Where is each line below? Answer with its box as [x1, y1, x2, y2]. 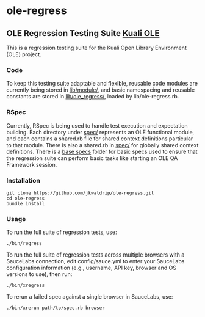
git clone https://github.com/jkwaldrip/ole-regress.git [6, 190, 154, 196]
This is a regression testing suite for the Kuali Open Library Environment [6, 44, 187, 51]
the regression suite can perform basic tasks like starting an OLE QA [6, 154, 178, 162]
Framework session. [6, 161, 57, 168]
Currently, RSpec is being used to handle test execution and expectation [6, 122, 188, 129]
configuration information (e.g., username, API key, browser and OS [6, 264, 177, 272]
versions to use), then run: [6, 271, 73, 278]
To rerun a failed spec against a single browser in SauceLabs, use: [6, 293, 173, 301]
